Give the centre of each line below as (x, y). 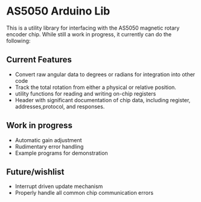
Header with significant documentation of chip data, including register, (103, 100)
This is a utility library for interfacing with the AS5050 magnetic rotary (93, 28)
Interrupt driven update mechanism (59, 186)
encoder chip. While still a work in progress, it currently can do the (89, 34)
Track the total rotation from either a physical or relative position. (96, 87)
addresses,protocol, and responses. (60, 106)
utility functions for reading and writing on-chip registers (85, 93)
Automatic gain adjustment (48, 140)
